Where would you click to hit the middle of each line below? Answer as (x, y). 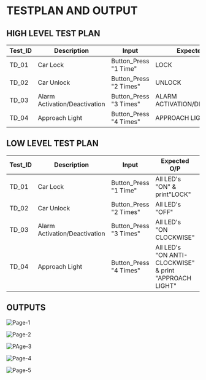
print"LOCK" (173, 194)
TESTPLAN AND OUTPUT (72, 11)
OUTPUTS (26, 308)
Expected (175, 160)
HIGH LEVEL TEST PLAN (53, 34)
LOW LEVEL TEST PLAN (53, 144)
